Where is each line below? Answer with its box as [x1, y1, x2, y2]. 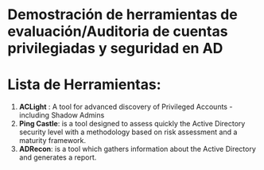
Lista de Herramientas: [7, 75, 161, 94]
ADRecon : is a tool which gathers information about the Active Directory [18, 145, 256, 154]
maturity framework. [18, 136, 87, 145]
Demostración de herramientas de [7, 6, 238, 24]
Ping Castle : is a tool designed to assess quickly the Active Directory [18, 119, 246, 129]
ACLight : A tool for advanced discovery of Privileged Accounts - [18, 102, 233, 112]
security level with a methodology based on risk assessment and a [18, 127, 238, 137]
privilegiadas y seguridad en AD [7, 40, 223, 57]
